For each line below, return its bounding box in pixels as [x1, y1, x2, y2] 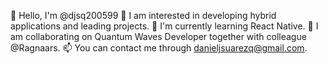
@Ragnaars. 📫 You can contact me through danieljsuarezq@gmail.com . [10, 42, 308, 54]
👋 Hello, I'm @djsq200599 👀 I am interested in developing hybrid [10, 10, 277, 21]
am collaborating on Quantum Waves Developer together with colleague [10, 31, 307, 42]
